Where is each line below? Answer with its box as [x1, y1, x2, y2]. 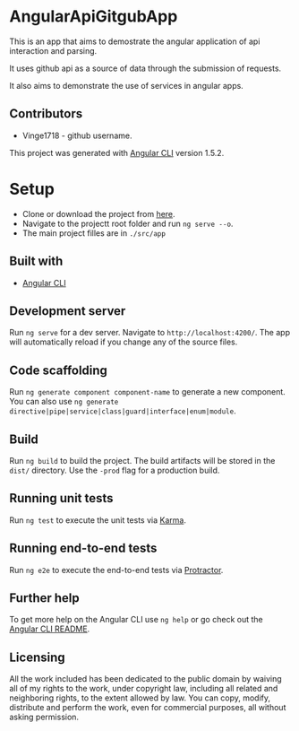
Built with [9, 254, 64, 269]
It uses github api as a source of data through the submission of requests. [9, 63, 282, 74]
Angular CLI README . [9, 623, 90, 634]
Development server [9, 303, 126, 318]
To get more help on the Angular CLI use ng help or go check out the [9, 614, 263, 625]
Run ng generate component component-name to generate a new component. [9, 387, 286, 397]
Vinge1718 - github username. [21, 130, 132, 141]
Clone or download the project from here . [21, 208, 176, 219]
